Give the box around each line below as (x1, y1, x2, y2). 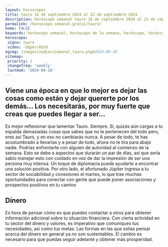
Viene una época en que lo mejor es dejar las (5, 86, 147, 95)
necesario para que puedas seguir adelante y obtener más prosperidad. (5, 236, 153, 242)
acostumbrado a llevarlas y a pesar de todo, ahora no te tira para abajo (5, 139, 151, 145)
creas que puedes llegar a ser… (5, 110, 105, 118)
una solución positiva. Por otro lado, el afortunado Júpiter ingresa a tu (5, 166, 149, 172)
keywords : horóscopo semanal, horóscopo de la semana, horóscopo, (5, 31, 146, 36)
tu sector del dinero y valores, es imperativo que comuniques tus (5, 220, 139, 226)
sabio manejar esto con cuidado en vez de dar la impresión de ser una (5, 155, 150, 161)
